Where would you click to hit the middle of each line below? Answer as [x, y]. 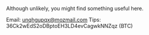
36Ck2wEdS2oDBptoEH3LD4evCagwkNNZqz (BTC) [69, 26]
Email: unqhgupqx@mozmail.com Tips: [54, 20]
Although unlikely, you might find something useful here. [75, 8]
